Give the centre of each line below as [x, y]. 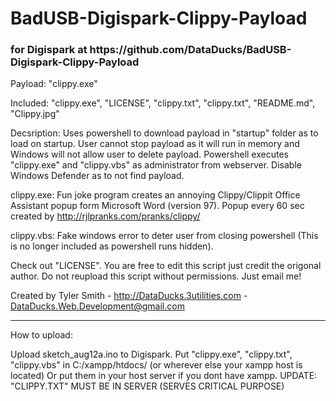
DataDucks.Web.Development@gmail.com [97, 306]
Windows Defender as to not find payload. [97, 176]
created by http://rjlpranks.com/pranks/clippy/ [105, 216]
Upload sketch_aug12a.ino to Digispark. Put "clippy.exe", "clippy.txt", [151, 354]
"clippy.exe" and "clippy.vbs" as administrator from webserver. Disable [156, 165]
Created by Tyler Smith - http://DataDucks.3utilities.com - [129, 296]
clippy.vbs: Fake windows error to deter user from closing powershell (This [164, 236]
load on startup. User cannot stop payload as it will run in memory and [155, 144]
